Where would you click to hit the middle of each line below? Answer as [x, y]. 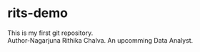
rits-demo [37, 13]
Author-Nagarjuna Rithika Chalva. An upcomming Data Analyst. [100, 40]
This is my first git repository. [50, 33]
